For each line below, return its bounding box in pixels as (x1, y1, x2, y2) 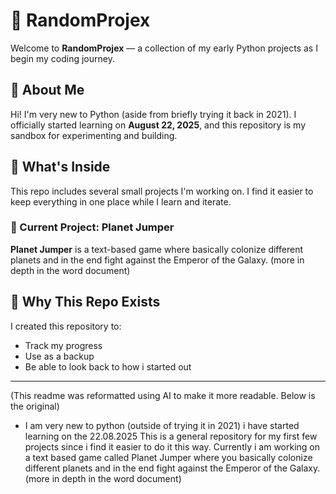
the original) (10, 400, 60, 412)
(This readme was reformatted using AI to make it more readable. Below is (10, 389, 316, 401)
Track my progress (24, 339, 103, 351)
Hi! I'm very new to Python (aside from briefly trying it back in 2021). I (10, 108, 297, 120)
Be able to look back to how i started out (24, 360, 192, 373)
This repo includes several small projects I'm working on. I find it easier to (10, 185, 314, 197)
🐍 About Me (10, 82, 85, 99)
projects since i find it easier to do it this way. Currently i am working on (24, 440, 320, 453)
